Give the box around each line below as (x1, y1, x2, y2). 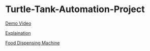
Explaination (5, 30, 32, 36)
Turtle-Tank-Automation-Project (5, 4, 145, 15)
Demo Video (5, 20, 32, 26)
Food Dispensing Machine (5, 39, 60, 46)
